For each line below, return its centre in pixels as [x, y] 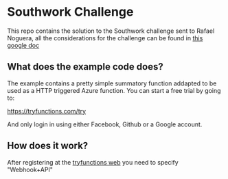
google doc [23, 45]
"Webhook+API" [30, 169]
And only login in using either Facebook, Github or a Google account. [105, 124]
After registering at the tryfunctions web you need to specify [93, 162]
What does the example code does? [85, 67]
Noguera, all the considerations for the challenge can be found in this [105, 38]
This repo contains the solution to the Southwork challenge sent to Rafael [111, 31]
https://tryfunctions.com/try [47, 111]
